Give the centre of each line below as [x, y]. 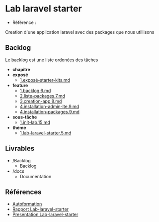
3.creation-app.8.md [41, 101]
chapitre [21, 69]
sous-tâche [25, 117]
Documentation [36, 176]
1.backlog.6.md [35, 91]
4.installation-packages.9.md [49, 111]
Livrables [20, 149]
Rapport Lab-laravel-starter [40, 209]
